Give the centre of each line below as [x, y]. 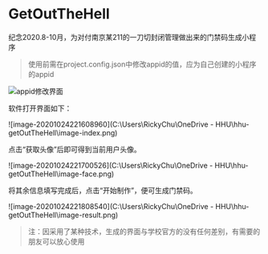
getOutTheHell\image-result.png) [63, 215]
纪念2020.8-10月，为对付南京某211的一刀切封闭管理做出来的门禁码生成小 [129, 37]
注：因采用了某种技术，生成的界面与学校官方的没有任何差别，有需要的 [144, 231]
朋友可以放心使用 [56, 241]
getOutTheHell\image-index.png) [63, 132]
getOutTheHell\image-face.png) [61, 174]
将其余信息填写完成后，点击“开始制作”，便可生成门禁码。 [103, 190]
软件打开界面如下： [40, 108]
